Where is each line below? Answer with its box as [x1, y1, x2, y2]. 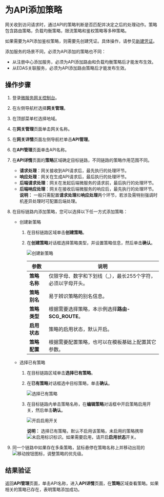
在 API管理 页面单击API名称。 [12, 146, 69, 152]
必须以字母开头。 [48, 280, 88, 286]
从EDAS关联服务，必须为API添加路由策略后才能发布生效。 [12, 65, 129, 71]
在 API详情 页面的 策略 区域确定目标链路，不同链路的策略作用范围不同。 [12, 157, 152, 163]
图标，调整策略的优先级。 [34, 450, 86, 456]
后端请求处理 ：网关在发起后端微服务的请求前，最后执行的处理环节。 [19, 180, 157, 186]
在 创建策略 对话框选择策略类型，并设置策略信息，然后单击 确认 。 [26, 239, 155, 245]
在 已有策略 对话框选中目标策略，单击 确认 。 [26, 380, 113, 386]
